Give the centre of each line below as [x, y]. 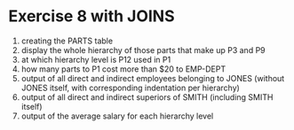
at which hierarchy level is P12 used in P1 [96, 59]
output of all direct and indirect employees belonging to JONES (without [153, 78]
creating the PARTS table [67, 41]
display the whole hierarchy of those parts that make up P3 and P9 [143, 50]
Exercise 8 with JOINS [91, 16]
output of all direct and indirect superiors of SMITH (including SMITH [147, 97]
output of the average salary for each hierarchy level [117, 116]
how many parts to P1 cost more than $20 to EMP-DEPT [123, 69]
